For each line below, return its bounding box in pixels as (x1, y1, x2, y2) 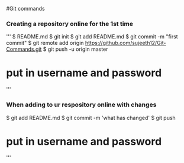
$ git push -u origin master (43, 45, 108, 53)
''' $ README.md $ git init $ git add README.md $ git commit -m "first (6, 33, 179, 40)
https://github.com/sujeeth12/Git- (85, 40, 166, 47)
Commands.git (6, 45, 42, 53)
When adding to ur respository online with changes (6, 100, 157, 109)
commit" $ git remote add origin (6, 40, 84, 47)
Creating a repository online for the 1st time (6, 19, 134, 28)
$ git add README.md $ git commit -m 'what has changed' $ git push (6, 114, 176, 121)
